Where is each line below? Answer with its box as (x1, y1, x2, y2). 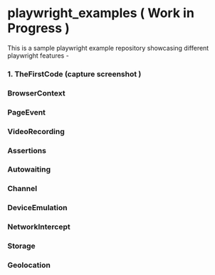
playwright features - (7, 51, 69, 60)
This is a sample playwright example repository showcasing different (7, 43, 209, 52)
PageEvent (7, 107, 46, 117)
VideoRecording (7, 126, 65, 136)
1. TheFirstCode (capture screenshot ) (7, 69, 142, 79)
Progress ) (7, 20, 70, 36)
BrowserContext (7, 88, 65, 98)
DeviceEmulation (7, 203, 68, 213)
